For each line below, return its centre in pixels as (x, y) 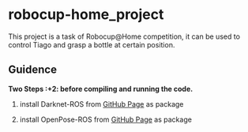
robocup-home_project (86, 15)
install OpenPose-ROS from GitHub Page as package (105, 119)
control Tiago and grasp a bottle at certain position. (92, 44)
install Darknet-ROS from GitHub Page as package (101, 104)
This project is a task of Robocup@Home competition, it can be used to (124, 36)
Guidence (33, 70)
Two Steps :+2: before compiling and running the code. (101, 89)
